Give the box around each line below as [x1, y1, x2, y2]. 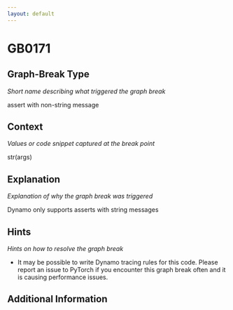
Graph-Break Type [7, 68, 90, 81]
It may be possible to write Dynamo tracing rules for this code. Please [17, 258, 218, 267]
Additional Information [7, 293, 108, 305]
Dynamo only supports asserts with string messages [7, 205, 159, 214]
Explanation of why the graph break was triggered [7, 192, 153, 201]
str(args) [7, 153, 33, 161]
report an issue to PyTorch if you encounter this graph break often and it [17, 266, 226, 274]
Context [7, 121, 43, 133]
